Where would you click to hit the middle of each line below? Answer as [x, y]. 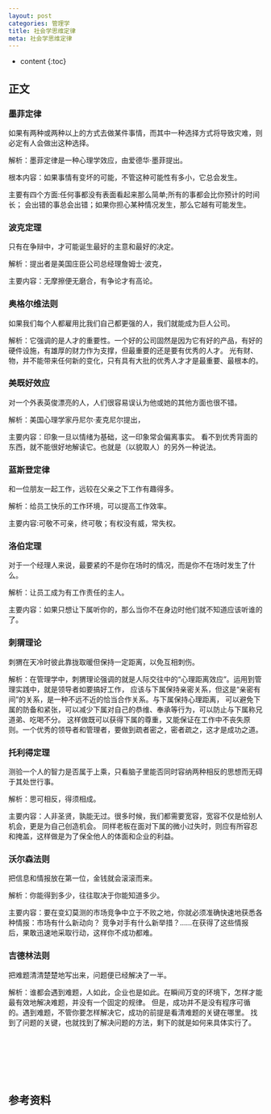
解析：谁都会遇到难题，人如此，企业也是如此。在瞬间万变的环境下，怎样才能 [135, 992]
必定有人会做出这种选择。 [51, 143]
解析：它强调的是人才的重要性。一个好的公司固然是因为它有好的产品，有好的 [135, 340]
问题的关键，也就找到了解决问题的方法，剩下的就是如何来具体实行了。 [139, 1022]
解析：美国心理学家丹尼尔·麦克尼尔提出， [77, 419]
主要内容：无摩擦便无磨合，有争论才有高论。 [83, 281]
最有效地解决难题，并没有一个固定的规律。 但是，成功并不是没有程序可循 [129, 1002]
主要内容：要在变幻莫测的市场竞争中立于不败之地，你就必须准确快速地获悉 [132, 913]
